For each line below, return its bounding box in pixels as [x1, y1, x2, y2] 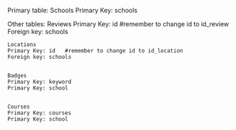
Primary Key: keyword [7, 78, 72, 85]
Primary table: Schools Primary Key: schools [7, 6, 138, 14]
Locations [7, 41, 37, 48]
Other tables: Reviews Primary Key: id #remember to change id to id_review [7, 20, 230, 28]
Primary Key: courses [7, 109, 72, 117]
